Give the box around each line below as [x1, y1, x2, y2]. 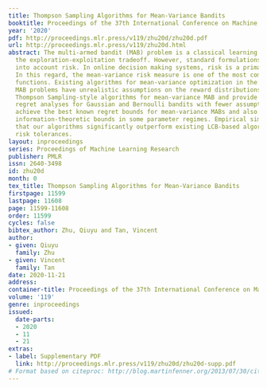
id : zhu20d [8, 167, 44, 175]
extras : [8, 345, 34, 353]
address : [8, 278, 37, 287]
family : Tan [15, 264, 56, 272]
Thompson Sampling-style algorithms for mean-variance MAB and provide [15, 93, 258, 101]
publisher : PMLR [8, 152, 62, 160]
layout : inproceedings [8, 137, 83, 146]
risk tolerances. [15, 130, 73, 138]
